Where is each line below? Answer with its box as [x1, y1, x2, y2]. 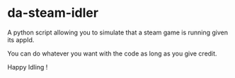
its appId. [7, 35, 35, 44]
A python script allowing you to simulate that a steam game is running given [7, 28, 229, 37]
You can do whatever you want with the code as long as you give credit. [7, 49, 217, 58]
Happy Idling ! [7, 63, 48, 71]
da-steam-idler [7, 5, 99, 21]
